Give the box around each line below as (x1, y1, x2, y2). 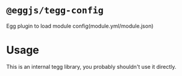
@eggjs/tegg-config (6, 5, 104, 16)
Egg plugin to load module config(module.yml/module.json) (6, 22, 154, 29)
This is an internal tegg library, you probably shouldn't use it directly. (6, 63, 177, 70)
